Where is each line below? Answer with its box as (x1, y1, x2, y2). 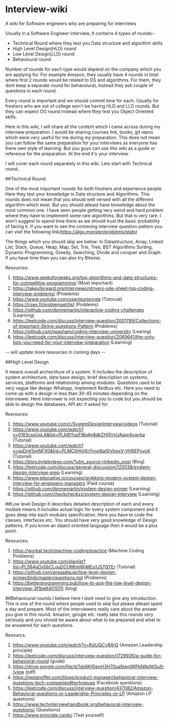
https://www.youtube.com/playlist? (12, 558, 86, 564)
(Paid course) (86, 480, 115, 486)
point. (5, 527, 18, 534)
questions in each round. (5, 87, 57, 93)
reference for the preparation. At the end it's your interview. (5, 150, 130, 156)
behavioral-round (12, 658, 49, 664)
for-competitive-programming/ (12, 279, 77, 286)
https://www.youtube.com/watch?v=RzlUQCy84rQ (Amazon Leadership (12, 642, 163, 648)
